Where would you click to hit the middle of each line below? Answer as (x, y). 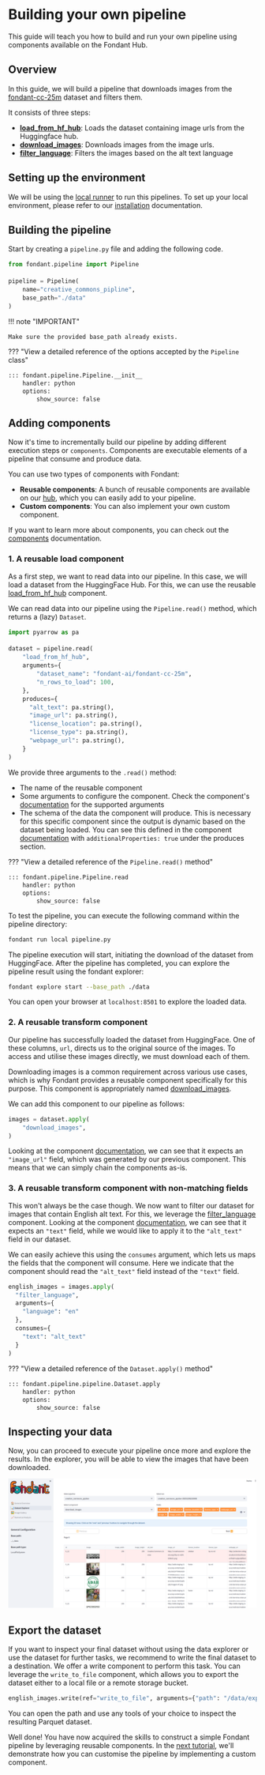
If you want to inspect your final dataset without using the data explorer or (129, 1649)
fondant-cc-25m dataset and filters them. (76, 97)
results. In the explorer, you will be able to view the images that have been (128, 1459)
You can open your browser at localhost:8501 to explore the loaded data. (127, 1002)
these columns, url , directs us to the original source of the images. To (122, 1048)
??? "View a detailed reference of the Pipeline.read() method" (111, 861)
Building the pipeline (60, 230)
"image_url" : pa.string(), (73, 716)
